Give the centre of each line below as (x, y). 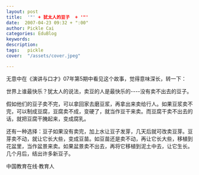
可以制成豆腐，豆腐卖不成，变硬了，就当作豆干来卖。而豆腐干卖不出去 (102, 111)
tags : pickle (25, 50)
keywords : (18, 39)
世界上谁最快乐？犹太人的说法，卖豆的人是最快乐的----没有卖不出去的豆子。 (99, 91)
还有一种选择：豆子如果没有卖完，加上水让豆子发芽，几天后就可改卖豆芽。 (97, 131)
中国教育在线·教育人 (31, 166)
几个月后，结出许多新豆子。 (40, 153)
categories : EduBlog (32, 34)
